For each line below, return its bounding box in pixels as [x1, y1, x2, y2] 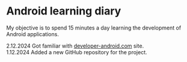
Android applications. [6, 30, 59, 37]
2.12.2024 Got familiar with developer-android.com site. [6, 42, 144, 49]
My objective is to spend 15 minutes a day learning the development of [6, 24, 182, 31]
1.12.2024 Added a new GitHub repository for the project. [6, 48, 147, 55]
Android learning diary [6, 4, 121, 18]
